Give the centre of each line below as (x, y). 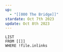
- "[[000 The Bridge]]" (34, 14)
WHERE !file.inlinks (27, 46)
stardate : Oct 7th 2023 (30, 19)
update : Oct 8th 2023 (28, 24)
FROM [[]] (15, 42)
